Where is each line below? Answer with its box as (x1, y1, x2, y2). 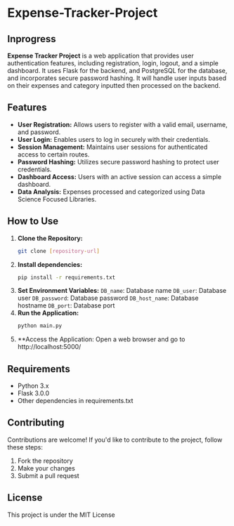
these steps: (7, 442, 44, 451)
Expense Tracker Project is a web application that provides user (7, 51, 195, 60)
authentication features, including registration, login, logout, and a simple (7, 59, 219, 67)
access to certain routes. (17, 150, 90, 159)
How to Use (7, 216, 59, 228)
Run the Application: (17, 309, 79, 317)
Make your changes (17, 463, 75, 472)
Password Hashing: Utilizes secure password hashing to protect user (17, 157, 220, 166)
